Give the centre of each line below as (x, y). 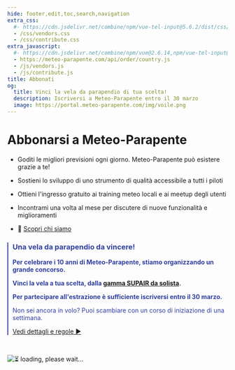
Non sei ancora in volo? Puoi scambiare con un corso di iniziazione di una (119, 310)
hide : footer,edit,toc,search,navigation (69, 14)
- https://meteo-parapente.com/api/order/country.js (92, 60)
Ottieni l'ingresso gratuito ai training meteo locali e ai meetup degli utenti (122, 194)
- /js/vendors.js (39, 66)
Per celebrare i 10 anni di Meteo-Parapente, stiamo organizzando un (114, 262)
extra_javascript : (34, 46)
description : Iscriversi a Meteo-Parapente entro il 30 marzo (106, 99)
